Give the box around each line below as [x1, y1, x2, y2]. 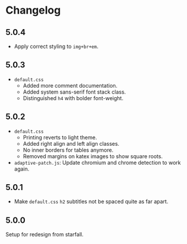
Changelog [5, 4, 61, 17]
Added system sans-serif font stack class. [22, 88, 126, 95]
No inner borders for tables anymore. [22, 146, 114, 153]
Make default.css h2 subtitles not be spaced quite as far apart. [14, 198, 169, 205]
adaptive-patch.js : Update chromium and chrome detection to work [14, 159, 181, 166]
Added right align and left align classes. [22, 140, 120, 147]
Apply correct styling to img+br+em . [14, 43, 99, 50]
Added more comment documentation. [22, 82, 118, 89]
